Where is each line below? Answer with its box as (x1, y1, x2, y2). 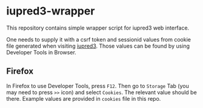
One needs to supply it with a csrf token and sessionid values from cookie (6, 36, 191, 43)
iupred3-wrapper (6, 4, 95, 18)
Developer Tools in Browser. (6, 48, 77, 56)
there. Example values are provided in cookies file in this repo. (6, 95, 161, 102)
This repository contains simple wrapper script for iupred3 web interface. (6, 24, 190, 31)
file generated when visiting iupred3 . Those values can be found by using (6, 42, 190, 49)
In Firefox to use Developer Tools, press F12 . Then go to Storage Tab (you (6, 82, 189, 89)
